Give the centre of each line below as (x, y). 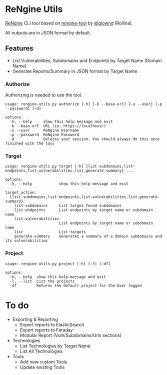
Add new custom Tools (43, 361)
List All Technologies (41, 351)
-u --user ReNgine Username (44, 130)
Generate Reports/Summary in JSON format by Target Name (75, 71)
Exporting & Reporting (35, 319)
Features (19, 48)
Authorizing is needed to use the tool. (44, 95)
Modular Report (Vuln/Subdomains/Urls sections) (70, 335)
